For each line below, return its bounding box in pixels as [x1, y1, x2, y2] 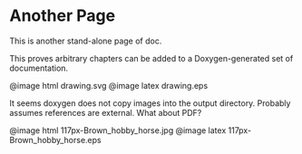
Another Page [9, 5, 116, 26]
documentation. [9, 63, 69, 73]
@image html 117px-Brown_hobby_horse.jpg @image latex [9, 124, 227, 136]
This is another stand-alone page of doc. [9, 35, 162, 46]
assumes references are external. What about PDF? [9, 107, 202, 118]
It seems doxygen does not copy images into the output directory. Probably [9, 97, 291, 109]
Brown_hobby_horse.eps [9, 134, 102, 145]
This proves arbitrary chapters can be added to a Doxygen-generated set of [9, 53, 294, 63]
